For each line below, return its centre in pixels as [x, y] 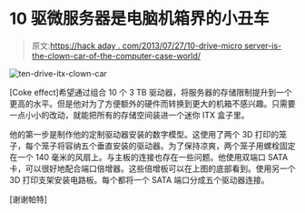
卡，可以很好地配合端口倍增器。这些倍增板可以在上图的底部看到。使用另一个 [152, 168]
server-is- [263, 46]
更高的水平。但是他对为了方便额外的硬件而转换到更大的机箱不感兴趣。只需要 [152, 103]
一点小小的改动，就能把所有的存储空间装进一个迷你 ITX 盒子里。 [129, 115]
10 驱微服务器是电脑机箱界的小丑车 [139, 19]
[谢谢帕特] [29, 199]
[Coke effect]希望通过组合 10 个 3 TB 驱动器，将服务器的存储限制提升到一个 [151, 92]
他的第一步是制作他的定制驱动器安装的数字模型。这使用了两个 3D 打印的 [144, 134]
